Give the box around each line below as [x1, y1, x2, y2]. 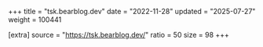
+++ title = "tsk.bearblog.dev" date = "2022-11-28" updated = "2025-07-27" [8, 7, 256, 16]
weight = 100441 [8, 15, 62, 24]
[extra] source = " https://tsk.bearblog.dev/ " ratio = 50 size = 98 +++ [8, 31, 230, 39]
